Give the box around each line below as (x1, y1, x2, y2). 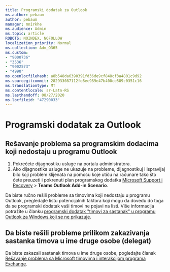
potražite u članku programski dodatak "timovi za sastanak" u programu (5, 208, 156, 215)
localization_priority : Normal (5, 41, 72, 46)
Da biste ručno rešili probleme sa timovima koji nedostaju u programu (5, 192, 150, 198)
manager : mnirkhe (5, 21, 42, 27)
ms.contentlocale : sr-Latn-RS (5, 87, 70, 93)
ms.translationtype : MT (5, 83, 56, 88)
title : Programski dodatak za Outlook (5, 7, 87, 13)
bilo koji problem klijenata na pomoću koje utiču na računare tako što (12, 171, 156, 178)
